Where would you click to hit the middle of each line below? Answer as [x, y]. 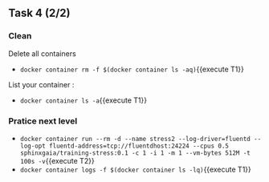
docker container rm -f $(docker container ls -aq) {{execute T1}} [132, 69]
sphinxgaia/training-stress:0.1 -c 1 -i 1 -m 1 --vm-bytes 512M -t [135, 153]
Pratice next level [43, 121]
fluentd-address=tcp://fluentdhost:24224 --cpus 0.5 [139, 146]
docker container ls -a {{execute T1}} [83, 100]
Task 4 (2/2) [39, 13]
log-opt [33, 146]
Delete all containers [42, 53]
